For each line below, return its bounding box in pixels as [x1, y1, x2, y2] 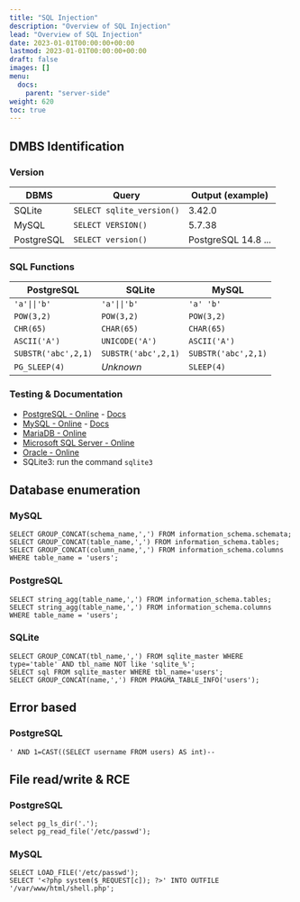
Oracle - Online [22, 447, 79, 458]
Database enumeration [9, 482, 141, 497]
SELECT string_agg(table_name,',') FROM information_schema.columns [9, 603, 272, 612]
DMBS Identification [9, 139, 124, 154]
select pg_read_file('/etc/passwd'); [9, 827, 151, 836]
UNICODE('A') [101, 336, 158, 347]
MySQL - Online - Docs [22, 418, 110, 429]
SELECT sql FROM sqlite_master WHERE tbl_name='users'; [9, 668, 223, 677]
